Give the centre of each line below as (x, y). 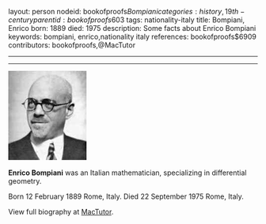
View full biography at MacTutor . (61, 212)
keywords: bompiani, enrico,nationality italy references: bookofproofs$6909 (133, 36)
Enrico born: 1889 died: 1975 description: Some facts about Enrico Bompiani (132, 28)
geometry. (25, 181)
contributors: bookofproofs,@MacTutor (72, 45)
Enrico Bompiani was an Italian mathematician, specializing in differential (127, 173)
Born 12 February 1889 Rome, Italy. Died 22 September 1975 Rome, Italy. (126, 196)
